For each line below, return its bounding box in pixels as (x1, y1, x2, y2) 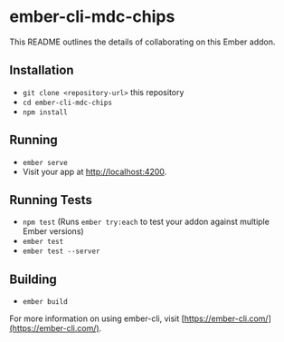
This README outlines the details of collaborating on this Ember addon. (9, 36, 276, 47)
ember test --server (22, 247, 100, 256)
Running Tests (9, 192, 92, 208)
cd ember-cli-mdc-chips (22, 98, 113, 107)
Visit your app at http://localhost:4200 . (22, 166, 167, 177)
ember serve (22, 158, 68, 167)
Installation (9, 63, 74, 78)
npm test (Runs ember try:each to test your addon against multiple (22, 216, 270, 228)
